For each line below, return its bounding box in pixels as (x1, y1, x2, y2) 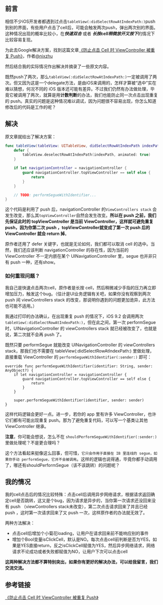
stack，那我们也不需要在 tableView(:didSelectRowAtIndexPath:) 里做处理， (5, 348, 154, 354)
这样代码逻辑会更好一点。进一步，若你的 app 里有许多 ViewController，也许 (5, 411, 157, 417)
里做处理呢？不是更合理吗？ (5, 440, 61, 445)
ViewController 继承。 (5, 423, 49, 429)
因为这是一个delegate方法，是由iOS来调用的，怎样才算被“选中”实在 (21, 80, 157, 86)
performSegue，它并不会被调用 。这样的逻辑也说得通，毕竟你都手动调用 (21, 456, 158, 462)
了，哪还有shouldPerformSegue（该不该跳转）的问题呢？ (5, 462, 120, 468)
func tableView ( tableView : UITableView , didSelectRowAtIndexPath (5, 143, 140, 148)
